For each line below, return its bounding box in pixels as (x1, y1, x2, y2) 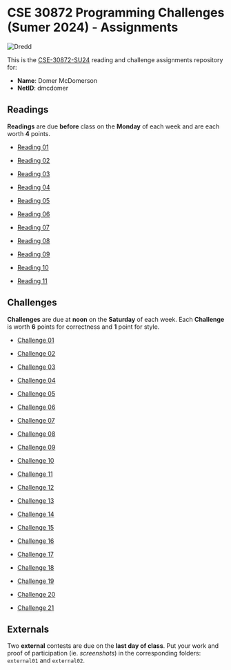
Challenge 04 (17, 376, 56, 384)
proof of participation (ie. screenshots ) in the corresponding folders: (7, 649, 201, 658)
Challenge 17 (17, 550, 54, 558)
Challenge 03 (17, 363, 56, 371)
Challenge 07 (17, 416, 55, 424)
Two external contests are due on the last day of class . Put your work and (7, 642, 219, 650)
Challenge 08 (17, 430, 56, 438)
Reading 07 (17, 223, 50, 231)
